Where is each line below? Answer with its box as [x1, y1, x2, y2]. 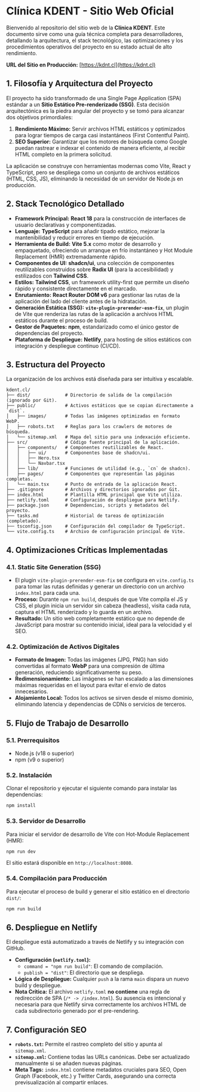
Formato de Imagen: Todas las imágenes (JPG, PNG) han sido [14, 656, 168, 663]
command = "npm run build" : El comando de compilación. [23, 962, 164, 970]
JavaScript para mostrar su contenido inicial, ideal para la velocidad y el [14, 621, 192, 628]
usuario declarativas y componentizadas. [14, 221, 116, 228]
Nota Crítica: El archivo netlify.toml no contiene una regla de [14, 988, 170, 995]
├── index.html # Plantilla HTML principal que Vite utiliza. [6, 492, 183, 498]
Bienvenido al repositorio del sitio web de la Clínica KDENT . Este [6, 24, 165, 31]
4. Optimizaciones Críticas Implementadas [6, 545, 168, 555]
